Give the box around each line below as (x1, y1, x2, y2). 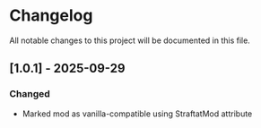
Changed (9, 88, 51, 100)
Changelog (9, 5, 93, 26)
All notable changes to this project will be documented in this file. (9, 35, 251, 46)
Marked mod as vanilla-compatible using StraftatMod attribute (22, 108, 253, 119)
